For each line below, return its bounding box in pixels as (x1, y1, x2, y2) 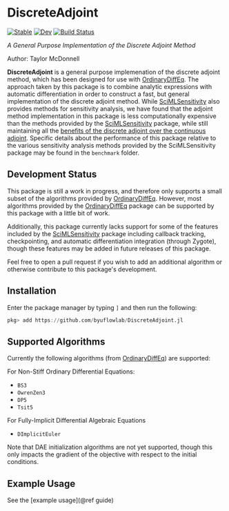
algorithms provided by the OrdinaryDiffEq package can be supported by (7, 202, 215, 210)
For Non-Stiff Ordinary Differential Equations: (7, 367, 135, 376)
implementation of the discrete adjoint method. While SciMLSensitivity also (7, 97, 220, 105)
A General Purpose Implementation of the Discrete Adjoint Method (7, 41, 196, 49)
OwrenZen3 (17, 389, 46, 396)
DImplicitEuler (17, 431, 61, 438)
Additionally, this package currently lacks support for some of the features (7, 222, 219, 231)
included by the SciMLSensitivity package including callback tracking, (7, 229, 206, 238)
